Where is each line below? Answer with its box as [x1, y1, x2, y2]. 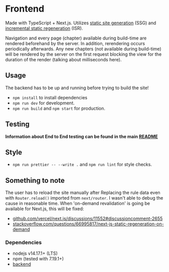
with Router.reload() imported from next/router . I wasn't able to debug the [5, 195, 163, 201]
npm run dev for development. [12, 100, 75, 106]
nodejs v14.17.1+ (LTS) [12, 250, 58, 256]
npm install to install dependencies [12, 94, 88, 100]
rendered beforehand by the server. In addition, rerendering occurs [5, 40, 145, 46]
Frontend [5, 3, 45, 15]
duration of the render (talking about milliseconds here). [5, 56, 122, 62]
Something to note [5, 176, 65, 185]
